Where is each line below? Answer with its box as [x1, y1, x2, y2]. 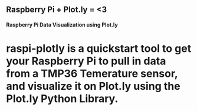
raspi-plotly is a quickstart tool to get [6, 42, 192, 56]
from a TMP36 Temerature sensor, [6, 67, 178, 80]
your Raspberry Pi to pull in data [6, 54, 166, 68]
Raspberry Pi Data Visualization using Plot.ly [6, 21, 118, 28]
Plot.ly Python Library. [6, 92, 119, 106]
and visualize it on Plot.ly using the [6, 80, 181, 93]
